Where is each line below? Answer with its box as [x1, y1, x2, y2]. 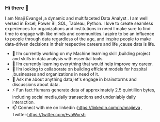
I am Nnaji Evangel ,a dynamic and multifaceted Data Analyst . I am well [5, 16, 148, 21]
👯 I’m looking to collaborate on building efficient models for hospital [12, 66, 147, 72]
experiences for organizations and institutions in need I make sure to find [5, 26, 151, 32]
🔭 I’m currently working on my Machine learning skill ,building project [12, 51, 150, 56]
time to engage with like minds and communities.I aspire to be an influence [5, 31, 155, 37]
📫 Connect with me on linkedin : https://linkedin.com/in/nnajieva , [12, 105, 143, 111]
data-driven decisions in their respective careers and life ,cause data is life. [5, 41, 156, 47]
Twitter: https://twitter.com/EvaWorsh [12, 112, 86, 118]
